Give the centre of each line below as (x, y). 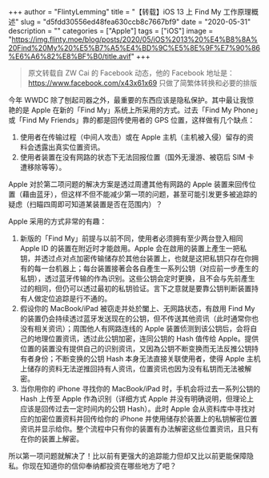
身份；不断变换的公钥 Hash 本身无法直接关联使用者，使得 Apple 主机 (147, 358)
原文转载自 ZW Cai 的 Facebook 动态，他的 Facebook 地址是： (131, 73)
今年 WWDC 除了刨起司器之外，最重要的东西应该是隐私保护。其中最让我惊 (131, 100)
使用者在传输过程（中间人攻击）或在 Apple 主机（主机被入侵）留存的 (133, 137)
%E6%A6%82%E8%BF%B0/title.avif (70, 56)
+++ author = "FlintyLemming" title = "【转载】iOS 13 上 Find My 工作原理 (130, 12)
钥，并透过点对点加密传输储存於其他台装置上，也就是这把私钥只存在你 (136, 258)
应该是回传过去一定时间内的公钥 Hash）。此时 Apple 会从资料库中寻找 (134, 409)
